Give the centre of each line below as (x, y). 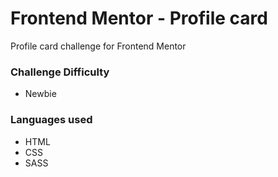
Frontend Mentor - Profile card (139, 18)
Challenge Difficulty (60, 72)
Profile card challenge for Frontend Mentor (98, 46)
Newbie (40, 94)
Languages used (51, 120)
